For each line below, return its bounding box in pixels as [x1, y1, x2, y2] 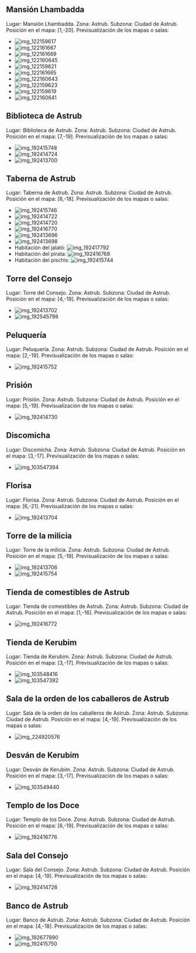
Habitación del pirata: [14, 251, 67, 258]
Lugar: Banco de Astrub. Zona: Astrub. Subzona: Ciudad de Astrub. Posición [6, 917, 190, 923]
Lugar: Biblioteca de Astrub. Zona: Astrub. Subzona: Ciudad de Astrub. [6, 126, 177, 134]
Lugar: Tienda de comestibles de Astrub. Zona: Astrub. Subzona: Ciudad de [6, 603, 189, 610]
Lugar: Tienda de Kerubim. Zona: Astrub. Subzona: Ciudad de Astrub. [6, 653, 174, 660]
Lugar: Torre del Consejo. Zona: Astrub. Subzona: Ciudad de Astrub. [6, 289, 171, 296]
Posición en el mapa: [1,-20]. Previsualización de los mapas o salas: [6, 26, 169, 33]
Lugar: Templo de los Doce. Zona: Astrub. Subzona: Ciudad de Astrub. [6, 816, 176, 823]
